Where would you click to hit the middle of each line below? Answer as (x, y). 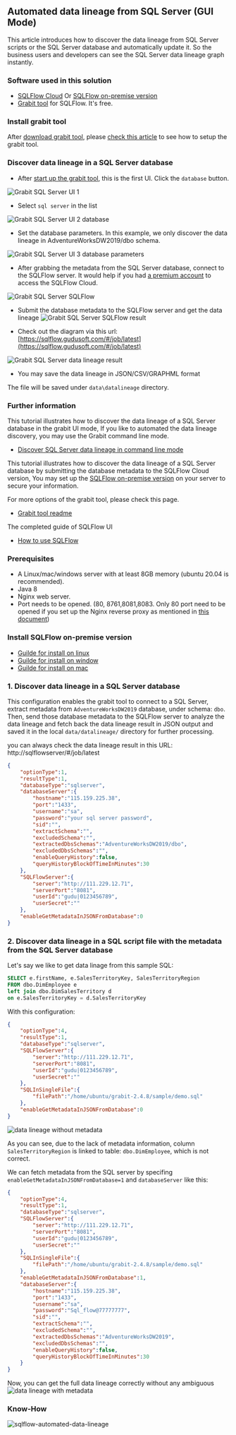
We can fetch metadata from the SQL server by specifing (90, 1172)
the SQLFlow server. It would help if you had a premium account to (114, 275)
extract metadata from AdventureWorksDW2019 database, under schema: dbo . (116, 709)
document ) (33, 619)
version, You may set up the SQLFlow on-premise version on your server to (117, 478)
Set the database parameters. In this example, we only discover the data (122, 233)
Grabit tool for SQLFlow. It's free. (65, 103)
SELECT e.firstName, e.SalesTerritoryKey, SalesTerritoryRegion (104, 978)
